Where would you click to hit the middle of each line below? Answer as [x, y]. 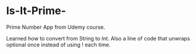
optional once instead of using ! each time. [58, 45]
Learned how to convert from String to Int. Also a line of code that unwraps [98, 38]
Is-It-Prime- [36, 11]
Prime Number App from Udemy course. [56, 27]
